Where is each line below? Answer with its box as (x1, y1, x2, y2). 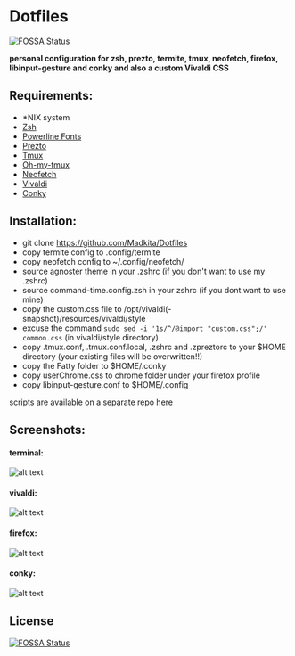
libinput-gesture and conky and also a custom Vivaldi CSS (9, 62, 229, 73)
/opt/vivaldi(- (123, 303, 172, 314)
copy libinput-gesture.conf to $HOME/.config (21, 379, 189, 389)
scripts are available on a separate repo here (9, 397, 174, 407)
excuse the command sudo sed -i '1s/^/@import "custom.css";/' (21, 323, 267, 333)
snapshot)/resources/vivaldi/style (21, 313, 146, 324)
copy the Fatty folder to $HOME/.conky (21, 360, 167, 371)
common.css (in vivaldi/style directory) (21, 332, 159, 342)
